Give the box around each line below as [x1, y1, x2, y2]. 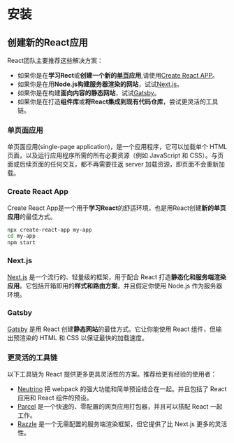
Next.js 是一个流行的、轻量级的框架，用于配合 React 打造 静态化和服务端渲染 [7, 272, 227, 281]
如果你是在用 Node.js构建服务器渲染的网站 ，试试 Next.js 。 [17, 80, 184, 88]
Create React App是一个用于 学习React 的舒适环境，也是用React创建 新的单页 [7, 204, 226, 212]
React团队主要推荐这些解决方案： [7, 57, 103, 64]
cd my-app [7, 232, 36, 240]
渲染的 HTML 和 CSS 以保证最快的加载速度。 [19, 333, 148, 342]
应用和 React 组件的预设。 [17, 393, 93, 402]
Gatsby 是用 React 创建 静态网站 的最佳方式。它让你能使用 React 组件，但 [7, 325, 217, 333]
